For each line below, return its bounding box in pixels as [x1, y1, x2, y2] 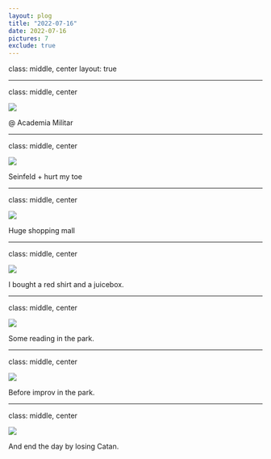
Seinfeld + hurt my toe [8, 172, 83, 182]
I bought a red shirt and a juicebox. [8, 280, 124, 290]
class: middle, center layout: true [8, 64, 117, 73]
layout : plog [8, 11, 52, 20]
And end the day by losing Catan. [8, 441, 119, 452]
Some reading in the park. [8, 334, 95, 344]
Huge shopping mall [8, 226, 75, 236]
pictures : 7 [8, 34, 48, 43]
